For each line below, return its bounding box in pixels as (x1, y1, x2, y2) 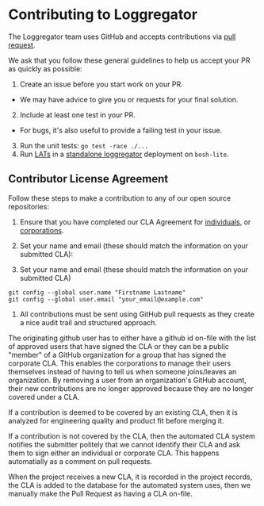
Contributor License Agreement (8, 172, 169, 186)
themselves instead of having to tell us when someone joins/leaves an (8, 366, 237, 376)
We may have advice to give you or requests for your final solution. (19, 94, 239, 104)
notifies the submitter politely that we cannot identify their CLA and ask (8, 439, 240, 449)
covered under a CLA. (8, 392, 80, 401)
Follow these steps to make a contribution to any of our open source (8, 193, 231, 203)
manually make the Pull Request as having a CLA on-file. (8, 489, 193, 498)
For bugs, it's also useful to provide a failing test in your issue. (19, 125, 223, 135)
